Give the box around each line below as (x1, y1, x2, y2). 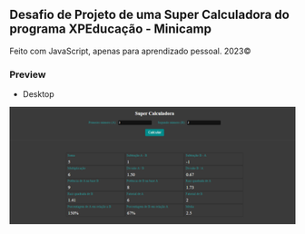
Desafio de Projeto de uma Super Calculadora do (9, 7, 290, 23)
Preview (9, 68, 46, 81)
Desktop (22, 89, 54, 100)
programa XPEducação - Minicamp (9, 22, 212, 37)
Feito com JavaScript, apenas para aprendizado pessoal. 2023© (9, 45, 251, 56)
